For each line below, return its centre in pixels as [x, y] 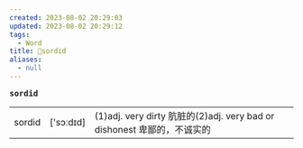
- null [30, 69]
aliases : [26, 60]
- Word [30, 43]
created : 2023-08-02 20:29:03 [66, 18]
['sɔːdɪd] [68, 122]
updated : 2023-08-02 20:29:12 [66, 26]
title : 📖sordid [38, 51]
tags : [19, 34]
